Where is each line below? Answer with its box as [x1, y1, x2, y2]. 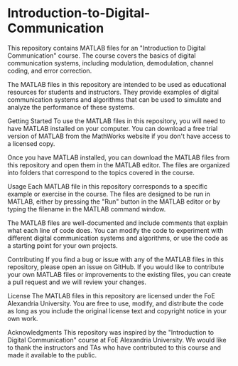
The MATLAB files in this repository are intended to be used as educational [7, 80, 227, 88]
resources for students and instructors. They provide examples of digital [7, 88, 219, 96]
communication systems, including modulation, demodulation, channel [7, 58, 215, 67]
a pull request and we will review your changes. [7, 278, 147, 286]
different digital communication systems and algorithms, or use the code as [7, 234, 229, 242]
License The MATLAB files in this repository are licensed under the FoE [7, 291, 215, 300]
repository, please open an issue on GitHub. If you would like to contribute [7, 262, 225, 271]
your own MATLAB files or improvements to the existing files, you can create [7, 270, 232, 278]
